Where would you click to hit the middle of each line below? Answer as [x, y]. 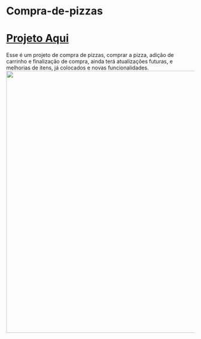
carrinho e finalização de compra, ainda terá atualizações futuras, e [90, 62]
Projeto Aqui [38, 39]
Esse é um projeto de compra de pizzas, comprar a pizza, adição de [90, 55]
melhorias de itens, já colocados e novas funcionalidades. [77, 68]
